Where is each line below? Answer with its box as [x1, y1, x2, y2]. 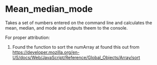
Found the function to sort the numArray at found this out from [12, 44, 140, 50]
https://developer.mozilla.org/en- [12, 49, 80, 55]
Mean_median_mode [5, 3, 93, 15]
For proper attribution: [5, 34, 50, 40]
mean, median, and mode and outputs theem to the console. [5, 25, 128, 31]
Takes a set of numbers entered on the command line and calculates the [5, 20, 152, 26]
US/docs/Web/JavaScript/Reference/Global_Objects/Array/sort [12, 54, 140, 60]
